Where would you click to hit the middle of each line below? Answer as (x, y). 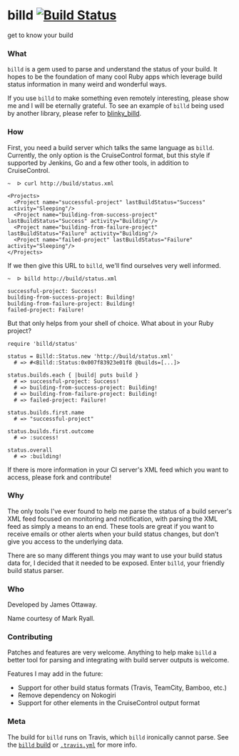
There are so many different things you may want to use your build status (115, 555)
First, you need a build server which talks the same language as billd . (111, 147)
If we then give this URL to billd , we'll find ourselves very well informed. (114, 265)
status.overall (30, 450)
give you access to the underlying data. (65, 541)
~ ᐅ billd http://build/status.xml (62, 279)
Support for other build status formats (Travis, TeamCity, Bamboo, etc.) (122, 688)
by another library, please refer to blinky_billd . (75, 114)
